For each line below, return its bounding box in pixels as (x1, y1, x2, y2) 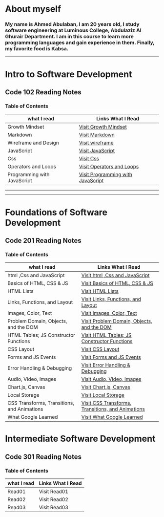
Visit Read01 (39, 488, 68, 495)
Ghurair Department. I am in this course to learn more (5, 33, 134, 40)
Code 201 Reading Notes (5, 236, 82, 245)
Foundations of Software (5, 207, 108, 218)
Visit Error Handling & (81, 362, 131, 368)
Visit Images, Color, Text (81, 310, 137, 317)
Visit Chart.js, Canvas (81, 384, 130, 390)
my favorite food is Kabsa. (5, 45, 69, 52)
